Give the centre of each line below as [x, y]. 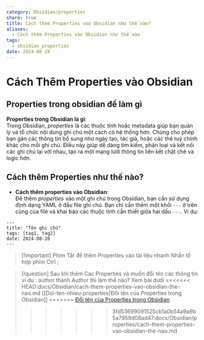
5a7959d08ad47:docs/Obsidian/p [155, 317]
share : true [21, 18]
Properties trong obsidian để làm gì [74, 104]
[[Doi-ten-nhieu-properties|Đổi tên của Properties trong [111, 293]
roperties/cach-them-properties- [154, 324]
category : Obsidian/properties [46, 12]
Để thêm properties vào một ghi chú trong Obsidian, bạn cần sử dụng [102, 198]
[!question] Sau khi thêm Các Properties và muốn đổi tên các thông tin [109, 273]
